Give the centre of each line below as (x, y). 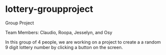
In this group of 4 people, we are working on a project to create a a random (83, 42)
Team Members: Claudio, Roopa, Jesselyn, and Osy (59, 32)
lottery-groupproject (49, 9)
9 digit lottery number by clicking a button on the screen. (64, 47)
